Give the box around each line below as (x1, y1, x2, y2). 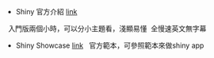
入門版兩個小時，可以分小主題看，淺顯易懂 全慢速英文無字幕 (7, 24, 207, 33)
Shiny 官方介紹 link (15, 7, 78, 16)
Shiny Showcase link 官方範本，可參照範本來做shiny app (15, 41, 204, 50)
